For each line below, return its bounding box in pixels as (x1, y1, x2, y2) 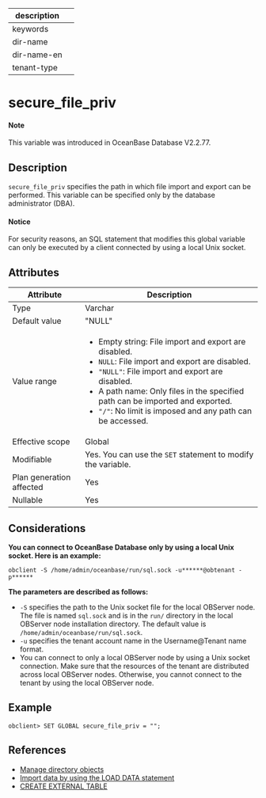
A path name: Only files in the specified (98, 386, 244, 397)
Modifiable (12, 454, 52, 465)
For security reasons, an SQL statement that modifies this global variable (8, 234, 245, 244)
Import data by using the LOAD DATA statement (19, 773, 175, 782)
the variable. (85, 459, 131, 470)
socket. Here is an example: (8, 551, 101, 560)
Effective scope (12, 436, 70, 447)
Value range (12, 376, 57, 387)
